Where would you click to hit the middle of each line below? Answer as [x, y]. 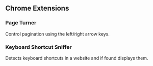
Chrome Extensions [37, 8]
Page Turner [21, 23]
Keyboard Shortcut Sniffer [39, 47]
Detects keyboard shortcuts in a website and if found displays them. [77, 58]
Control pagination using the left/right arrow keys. [57, 34]
